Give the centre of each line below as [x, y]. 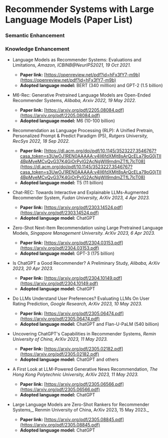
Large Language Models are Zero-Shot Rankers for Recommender [81, 404]
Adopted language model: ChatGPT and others [69, 359]
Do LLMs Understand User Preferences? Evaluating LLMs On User [81, 298]
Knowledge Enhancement [37, 49]
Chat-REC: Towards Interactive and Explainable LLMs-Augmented [80, 192]
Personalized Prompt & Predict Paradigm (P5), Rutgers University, [80, 136]
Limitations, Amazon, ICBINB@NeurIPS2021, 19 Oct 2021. [72, 65]
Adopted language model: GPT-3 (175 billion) [67, 253]
